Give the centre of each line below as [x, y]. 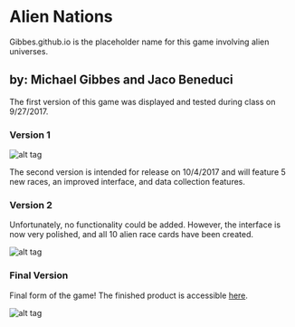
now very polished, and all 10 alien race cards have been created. [131, 235]
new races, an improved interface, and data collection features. [128, 182]
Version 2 [31, 205]
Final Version [39, 275]
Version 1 [30, 135]
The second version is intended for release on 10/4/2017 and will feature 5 [148, 172]
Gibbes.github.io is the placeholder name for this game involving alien [139, 42]
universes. [29, 51]
